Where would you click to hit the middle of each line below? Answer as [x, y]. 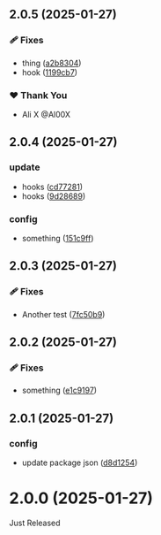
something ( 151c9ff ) [58, 238]
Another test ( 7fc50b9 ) [63, 314]
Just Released [35, 523]
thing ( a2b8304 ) [51, 63]
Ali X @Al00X [46, 114]
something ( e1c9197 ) [59, 390]
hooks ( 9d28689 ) [54, 196]
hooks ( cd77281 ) [52, 187]
